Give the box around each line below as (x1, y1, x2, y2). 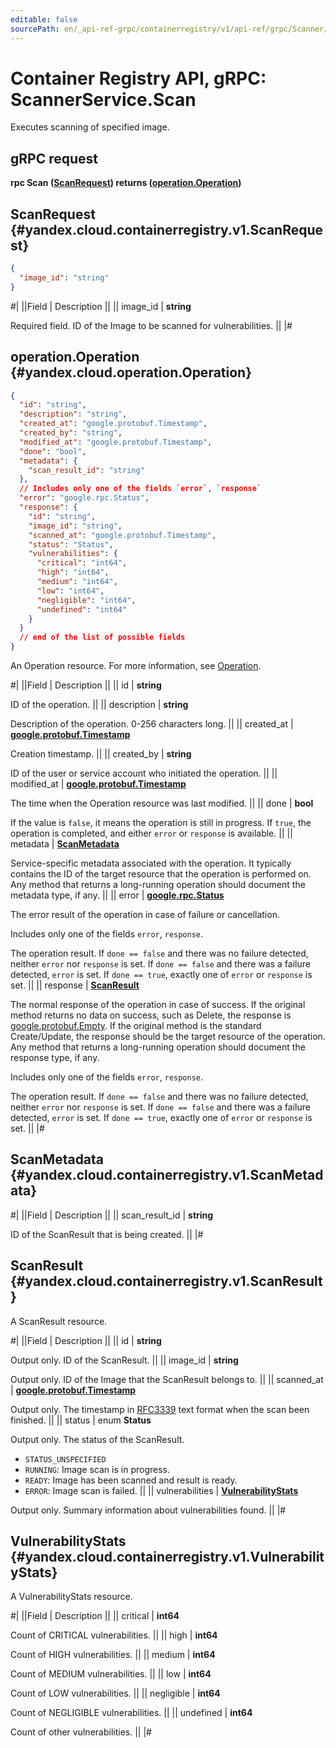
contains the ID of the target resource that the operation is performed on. (10, 868, 312, 880)
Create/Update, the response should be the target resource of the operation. (10, 1031, 326, 1042)
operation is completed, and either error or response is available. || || (10, 827, 293, 839)
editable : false (10, 14, 78, 25)
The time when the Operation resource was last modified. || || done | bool (10, 797, 314, 809)
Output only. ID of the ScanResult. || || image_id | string (10, 1354, 239, 1366)
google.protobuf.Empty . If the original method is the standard (10, 1020, 262, 1031)
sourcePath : (10, 24, 60, 34)
